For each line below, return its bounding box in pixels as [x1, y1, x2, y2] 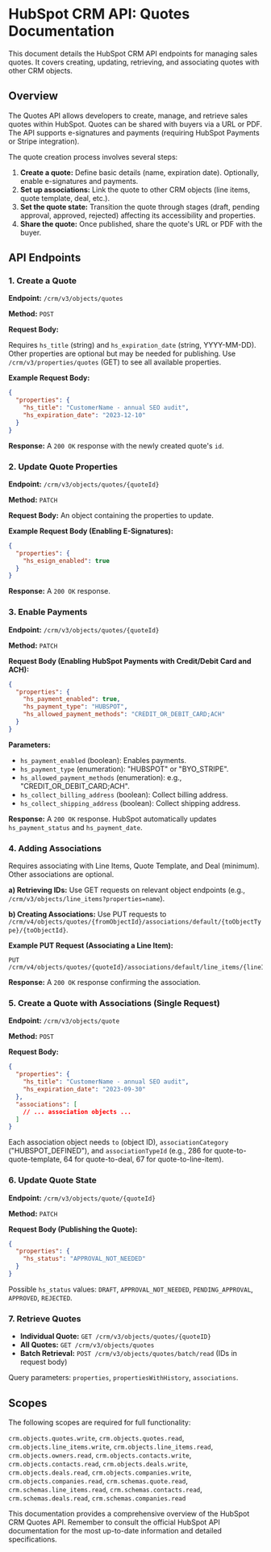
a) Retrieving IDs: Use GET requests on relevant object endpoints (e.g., [8, 885, 246, 895]
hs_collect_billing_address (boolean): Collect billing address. [19, 790, 228, 799]
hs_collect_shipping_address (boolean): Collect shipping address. [19, 798, 240, 807]
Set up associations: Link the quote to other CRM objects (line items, [19, 185, 251, 194]
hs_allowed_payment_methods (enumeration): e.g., [19, 772, 182, 782]
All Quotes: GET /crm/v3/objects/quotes [19, 1340, 155, 1350]
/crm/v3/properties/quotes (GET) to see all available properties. [8, 357, 222, 367]
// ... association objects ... [23, 1108, 131, 1116]
